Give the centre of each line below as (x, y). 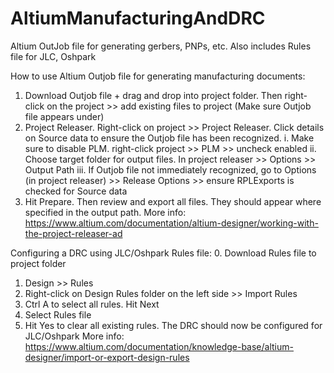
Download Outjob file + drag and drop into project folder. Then (153, 95)
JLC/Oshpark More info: (74, 336)
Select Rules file (58, 314)
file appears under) (64, 116)
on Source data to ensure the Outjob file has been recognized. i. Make (169, 138)
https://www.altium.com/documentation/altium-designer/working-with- (171, 223)
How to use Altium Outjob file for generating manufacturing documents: (158, 76)
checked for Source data (76, 191)
